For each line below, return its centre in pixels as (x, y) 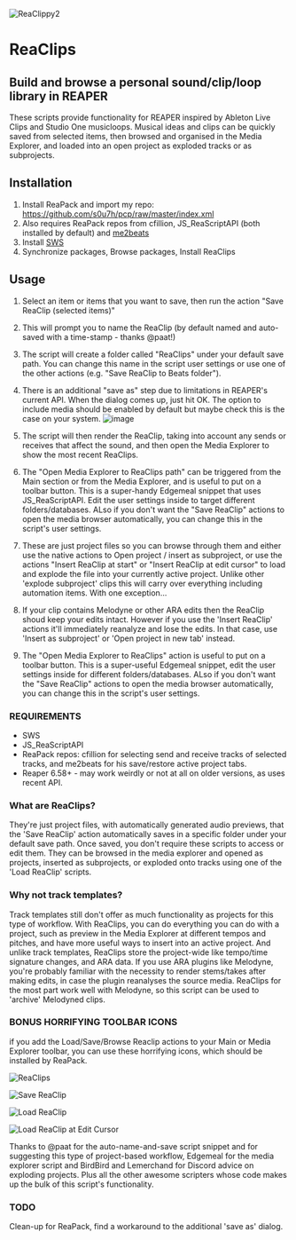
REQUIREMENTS (45, 716)
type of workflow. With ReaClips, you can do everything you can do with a (144, 924)
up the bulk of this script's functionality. (82, 1184)
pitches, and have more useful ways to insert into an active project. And (140, 943)
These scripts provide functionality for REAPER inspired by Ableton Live (140, 117)
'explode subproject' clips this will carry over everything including (142, 583)
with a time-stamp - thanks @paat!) (111, 336)
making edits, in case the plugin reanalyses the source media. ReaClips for (145, 980)
